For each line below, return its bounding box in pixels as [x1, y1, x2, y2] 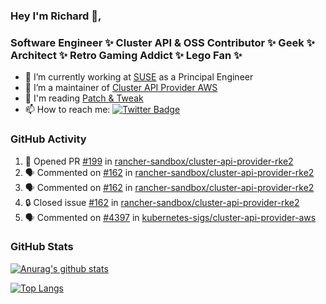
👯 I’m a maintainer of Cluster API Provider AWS [24, 82, 218, 94]
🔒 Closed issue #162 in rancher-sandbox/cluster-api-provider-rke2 [24, 196, 300, 208]
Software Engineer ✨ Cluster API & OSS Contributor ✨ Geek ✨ [10, 35, 315, 49]
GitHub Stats [10, 240, 74, 254]
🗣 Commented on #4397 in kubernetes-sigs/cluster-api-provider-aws [24, 211, 317, 223]
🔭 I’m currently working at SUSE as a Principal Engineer [24, 71, 254, 83]
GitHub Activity [10, 132, 87, 146]
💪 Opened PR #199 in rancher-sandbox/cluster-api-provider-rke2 [24, 155, 294, 167]
